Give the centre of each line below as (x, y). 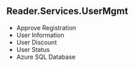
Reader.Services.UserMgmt (67, 11)
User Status (33, 49)
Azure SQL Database (46, 57)
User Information (40, 35)
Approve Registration (46, 27)
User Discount (37, 42)
